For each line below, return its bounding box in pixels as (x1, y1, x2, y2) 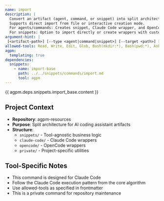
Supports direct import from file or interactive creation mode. (9, 21, 145, 26)
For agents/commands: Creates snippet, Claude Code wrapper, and (9, 25, 145, 30)
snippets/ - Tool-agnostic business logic (19, 132, 102, 138)
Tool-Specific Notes (5, 161, 67, 170)
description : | (5, 12, 36, 17)
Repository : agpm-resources (12, 116, 71, 122)
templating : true (9, 52, 45, 58)
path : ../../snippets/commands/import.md (18, 71, 104, 76)
